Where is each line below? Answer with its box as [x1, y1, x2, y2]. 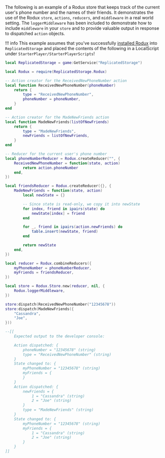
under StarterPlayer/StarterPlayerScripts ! [5, 51, 95, 57]
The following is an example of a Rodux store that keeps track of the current [5, 4, 160, 10]
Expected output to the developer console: [14, 334, 105, 339]
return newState [23, 243, 56, 248]
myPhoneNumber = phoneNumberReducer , [14, 265, 92, 270]
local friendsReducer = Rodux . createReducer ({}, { [5, 184, 112, 189]
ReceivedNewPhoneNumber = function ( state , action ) [14, 161, 121, 166]
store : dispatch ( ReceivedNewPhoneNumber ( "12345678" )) [5, 302, 116, 307]
